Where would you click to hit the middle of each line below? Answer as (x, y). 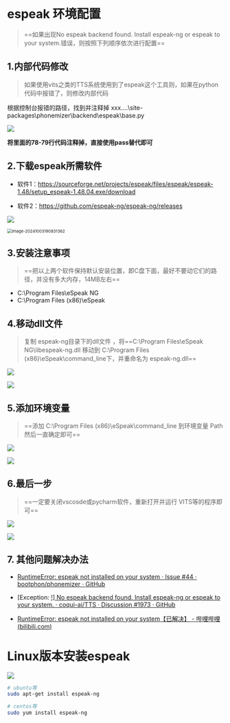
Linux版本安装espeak (69, 656)
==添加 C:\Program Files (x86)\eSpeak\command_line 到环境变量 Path (123, 426)
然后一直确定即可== (52, 434)
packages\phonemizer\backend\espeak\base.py (76, 115)
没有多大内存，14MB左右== (81, 279)
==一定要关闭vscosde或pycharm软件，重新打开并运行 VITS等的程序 (120, 501)
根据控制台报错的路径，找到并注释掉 (58, 108)
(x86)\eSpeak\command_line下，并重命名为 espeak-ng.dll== (110, 359)
